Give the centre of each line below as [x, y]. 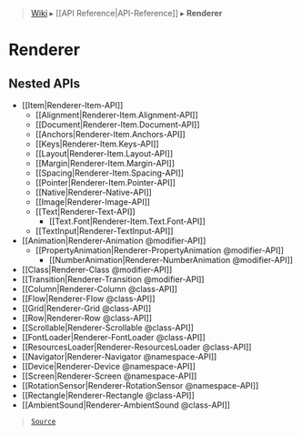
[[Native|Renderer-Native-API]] [93, 192]
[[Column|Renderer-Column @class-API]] [100, 289]
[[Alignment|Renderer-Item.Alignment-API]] [117, 115]
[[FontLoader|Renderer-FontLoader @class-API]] [113, 337]
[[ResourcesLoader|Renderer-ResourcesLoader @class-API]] [136, 347]
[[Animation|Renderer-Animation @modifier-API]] [114, 241]
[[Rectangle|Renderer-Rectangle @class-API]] [108, 395]
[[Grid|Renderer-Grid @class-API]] [86, 308]
